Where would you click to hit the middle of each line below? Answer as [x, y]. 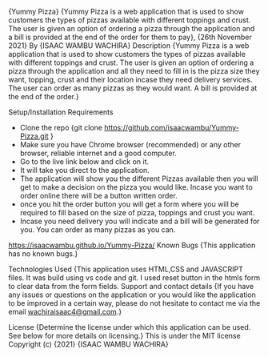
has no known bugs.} [43, 254]
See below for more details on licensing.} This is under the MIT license [125, 336]
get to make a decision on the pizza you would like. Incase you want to [136, 187]
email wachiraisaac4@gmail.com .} [65, 312]
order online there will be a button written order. [98, 196]
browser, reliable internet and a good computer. [98, 153]
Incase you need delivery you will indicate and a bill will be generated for [140, 221]
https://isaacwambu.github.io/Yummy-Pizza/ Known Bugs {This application [132, 245]
